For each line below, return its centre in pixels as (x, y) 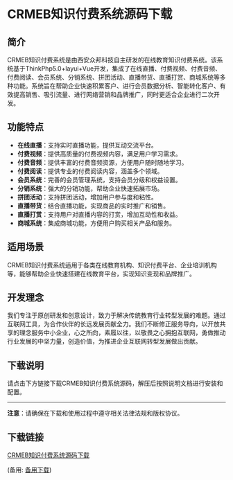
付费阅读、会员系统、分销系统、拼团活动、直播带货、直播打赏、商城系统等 (113, 77)
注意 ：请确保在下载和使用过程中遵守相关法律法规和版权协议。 (95, 414)
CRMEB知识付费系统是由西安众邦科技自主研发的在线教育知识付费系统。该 (112, 60)
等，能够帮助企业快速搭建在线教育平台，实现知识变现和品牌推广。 (101, 274)
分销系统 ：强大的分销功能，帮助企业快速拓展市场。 (90, 188)
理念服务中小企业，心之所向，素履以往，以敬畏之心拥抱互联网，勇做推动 (122, 332)
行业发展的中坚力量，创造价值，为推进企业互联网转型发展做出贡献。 (104, 341)
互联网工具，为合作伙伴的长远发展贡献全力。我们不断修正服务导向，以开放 (113, 324)
